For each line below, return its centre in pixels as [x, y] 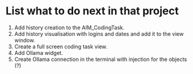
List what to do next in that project [92, 11]
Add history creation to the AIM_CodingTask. [69, 27]
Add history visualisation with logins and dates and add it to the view [99, 33]
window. [25, 40]
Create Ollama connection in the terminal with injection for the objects [100, 59]
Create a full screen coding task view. [61, 47]
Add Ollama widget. [39, 53]
